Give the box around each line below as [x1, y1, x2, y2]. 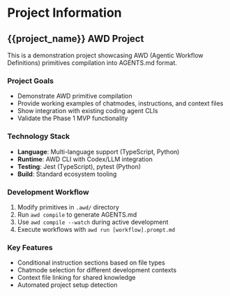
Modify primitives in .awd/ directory [17, 202, 120, 211]
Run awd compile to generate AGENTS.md [17, 210, 137, 219]
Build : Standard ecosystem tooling [17, 170, 117, 178]
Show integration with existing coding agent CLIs [17, 107, 158, 115]
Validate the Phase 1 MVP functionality [17, 114, 128, 123]
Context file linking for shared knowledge [17, 274, 136, 282]
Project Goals [7, 75, 54, 85]
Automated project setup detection [17, 281, 118, 289]
